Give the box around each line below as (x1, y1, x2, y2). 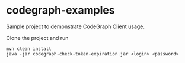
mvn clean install (6, 45, 52, 52)
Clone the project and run (6, 34, 69, 41)
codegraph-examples (6, 4, 115, 17)
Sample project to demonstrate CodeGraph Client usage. (6, 23, 145, 30)
